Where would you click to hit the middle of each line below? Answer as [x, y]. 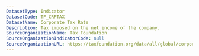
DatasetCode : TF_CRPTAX [36, 17]
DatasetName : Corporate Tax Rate [47, 22]
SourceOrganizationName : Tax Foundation [57, 33]
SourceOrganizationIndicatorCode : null [55, 38]
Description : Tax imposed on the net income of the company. [83, 28]
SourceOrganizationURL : [36, 44]
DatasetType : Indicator [36, 11]
